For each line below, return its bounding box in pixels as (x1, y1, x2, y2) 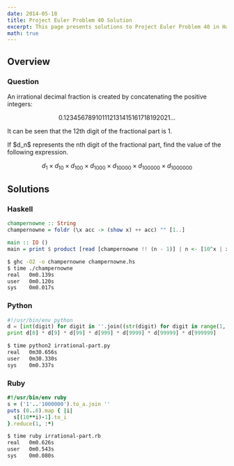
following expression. (7, 147, 68, 156)
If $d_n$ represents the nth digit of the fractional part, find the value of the (7, 140, 221, 149)
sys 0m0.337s (7, 361, 54, 369)
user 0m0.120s (7, 277, 54, 285)
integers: (7, 99, 33, 108)
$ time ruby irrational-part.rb (7, 432, 101, 440)
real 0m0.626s (7, 439, 54, 446)
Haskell (7, 204, 33, 214)
